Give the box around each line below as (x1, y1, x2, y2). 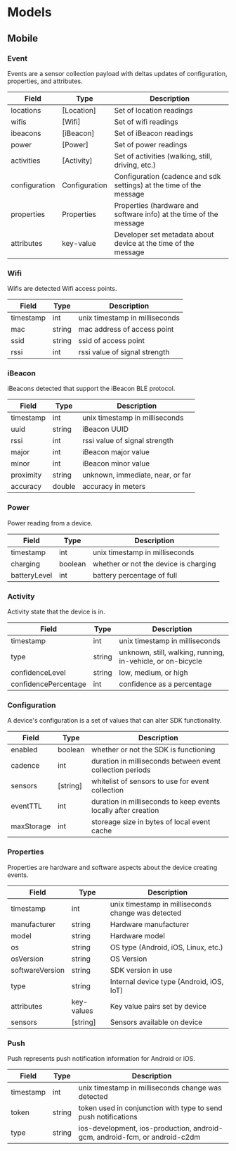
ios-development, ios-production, (78, 1123, 192, 1133)
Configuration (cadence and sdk (114, 171, 221, 181)
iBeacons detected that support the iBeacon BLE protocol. (7, 385, 176, 393)
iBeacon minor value (81, 459, 150, 468)
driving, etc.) (114, 160, 157, 170)
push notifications (78, 1112, 138, 1121)
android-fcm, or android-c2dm (96, 1132, 201, 1142)
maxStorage (11, 821, 51, 831)
